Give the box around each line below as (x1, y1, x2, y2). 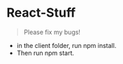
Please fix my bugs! (23, 28, 81, 36)
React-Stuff (6, 5, 76, 21)
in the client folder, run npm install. (16, 41, 117, 49)
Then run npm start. (16, 49, 75, 57)
